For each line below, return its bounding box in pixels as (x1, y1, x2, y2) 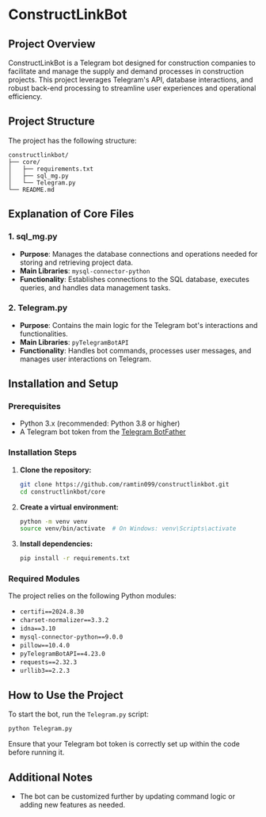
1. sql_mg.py (8, 231, 58, 242)
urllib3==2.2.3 (19, 667, 70, 675)
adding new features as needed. (19, 800, 126, 809)
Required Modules (8, 573, 81, 584)
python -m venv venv (19, 517, 88, 525)
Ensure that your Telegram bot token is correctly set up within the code (8, 739, 240, 749)
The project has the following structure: (8, 136, 137, 145)
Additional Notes (8, 770, 93, 784)
